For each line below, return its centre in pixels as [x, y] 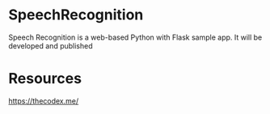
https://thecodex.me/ [44, 101]
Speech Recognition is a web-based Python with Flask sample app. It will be [135, 37]
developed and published [51, 45]
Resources [45, 79]
